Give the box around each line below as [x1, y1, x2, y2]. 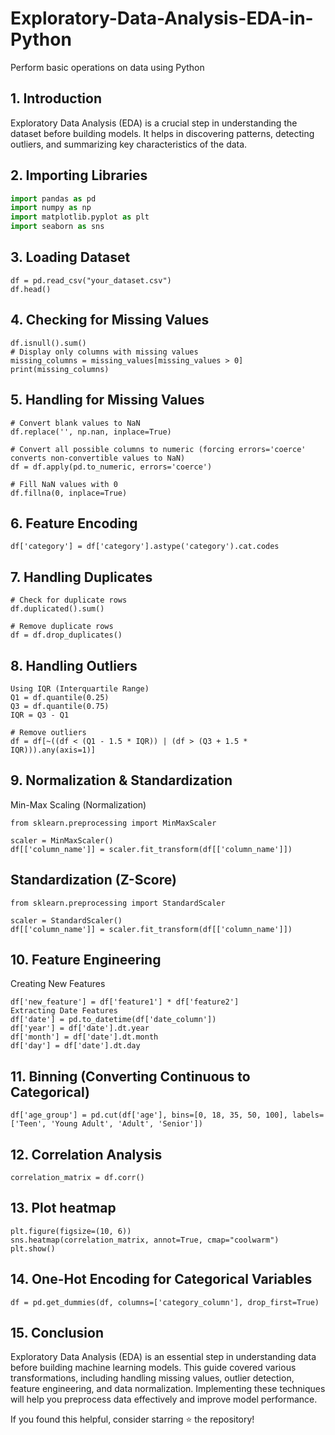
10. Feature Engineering [10, 951, 162, 968]
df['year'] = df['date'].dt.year [10, 1023, 150, 1034]
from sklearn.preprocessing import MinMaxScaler [10, 818, 217, 828]
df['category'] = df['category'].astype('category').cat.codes [10, 542, 280, 552]
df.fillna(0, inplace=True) [10, 488, 128, 498]
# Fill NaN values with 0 [10, 479, 118, 489]
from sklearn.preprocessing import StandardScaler [10, 898, 226, 908]
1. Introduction [10, 90, 102, 107]
